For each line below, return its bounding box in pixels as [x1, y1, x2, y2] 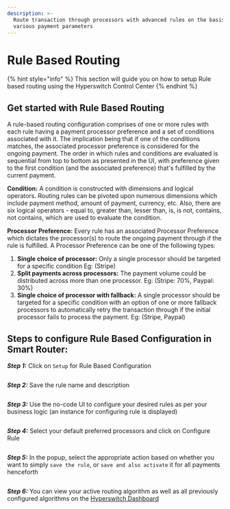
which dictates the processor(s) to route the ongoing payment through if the [7, 234, 222, 243]
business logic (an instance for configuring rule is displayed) [7, 407, 178, 415]
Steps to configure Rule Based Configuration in [7, 333, 212, 345]
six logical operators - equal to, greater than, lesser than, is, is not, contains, [7, 206, 222, 214]
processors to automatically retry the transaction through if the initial [16, 306, 211, 314]
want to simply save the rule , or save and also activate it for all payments [7, 460, 220, 469]
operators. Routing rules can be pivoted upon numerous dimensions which [7, 192, 218, 200]
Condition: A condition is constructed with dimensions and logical [7, 184, 194, 193]
